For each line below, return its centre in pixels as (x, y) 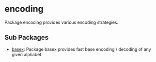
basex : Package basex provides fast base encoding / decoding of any (81, 49)
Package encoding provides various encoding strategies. (61, 22)
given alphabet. (27, 54)
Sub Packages (27, 38)
